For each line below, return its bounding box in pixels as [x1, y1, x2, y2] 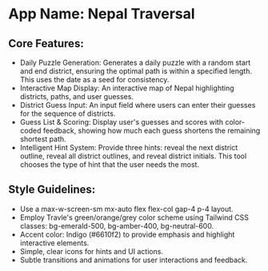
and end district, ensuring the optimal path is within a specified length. [19, 66, 252, 76]
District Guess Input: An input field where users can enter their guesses [19, 101, 256, 110]
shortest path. [19, 134, 66, 144]
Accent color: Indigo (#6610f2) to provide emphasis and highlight [19, 229, 235, 239]
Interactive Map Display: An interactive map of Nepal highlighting [19, 83, 234, 93]
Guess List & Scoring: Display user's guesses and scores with [19, 118, 224, 126]
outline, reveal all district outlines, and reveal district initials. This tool [19, 151, 247, 161]
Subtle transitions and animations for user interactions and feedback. [19, 255, 248, 265]
